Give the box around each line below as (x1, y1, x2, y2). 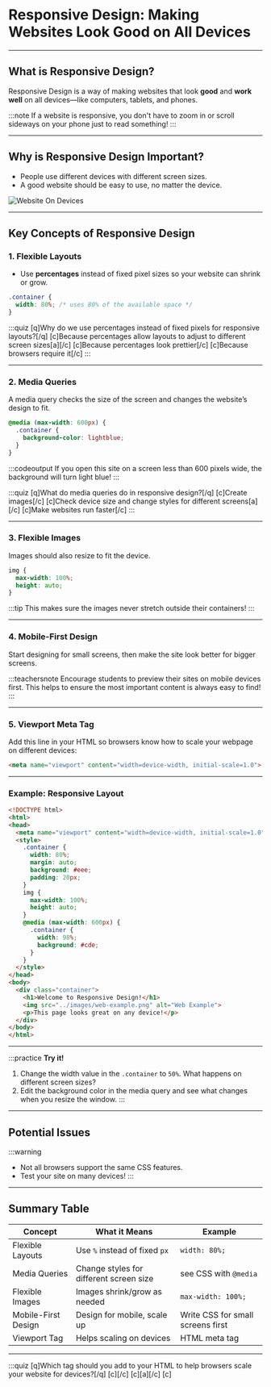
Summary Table (8, 1202, 90, 1216)
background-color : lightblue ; (23, 433, 125, 441)
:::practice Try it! (8, 1053, 65, 1063)
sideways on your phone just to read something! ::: (8, 119, 177, 128)
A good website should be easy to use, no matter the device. (19, 180, 223, 190)
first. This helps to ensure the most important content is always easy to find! (8, 682, 261, 691)
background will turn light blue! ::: (8, 472, 119, 482)
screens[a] (221, 496, 258, 506)
